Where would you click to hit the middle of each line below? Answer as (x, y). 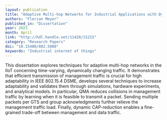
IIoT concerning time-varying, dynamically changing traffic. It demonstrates (83, 70)
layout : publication (27, 10)
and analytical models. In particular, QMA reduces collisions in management (83, 91)
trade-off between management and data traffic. (72, 112)
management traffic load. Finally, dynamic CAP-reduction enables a (74, 107)
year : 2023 (16, 28)
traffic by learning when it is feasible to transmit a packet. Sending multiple (82, 96)
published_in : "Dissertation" (37, 23)
